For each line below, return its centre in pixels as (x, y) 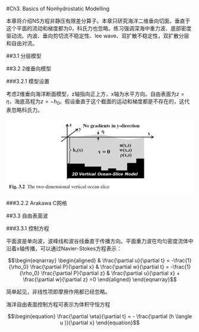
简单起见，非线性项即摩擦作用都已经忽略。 (58, 292)
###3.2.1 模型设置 (28, 81)
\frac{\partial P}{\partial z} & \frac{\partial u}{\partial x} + (110, 273)
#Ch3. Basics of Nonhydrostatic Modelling (58, 9)
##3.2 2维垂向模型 (29, 69)
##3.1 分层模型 (24, 56)
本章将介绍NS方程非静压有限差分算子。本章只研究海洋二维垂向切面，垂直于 (98, 21)
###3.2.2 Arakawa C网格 (37, 203)
